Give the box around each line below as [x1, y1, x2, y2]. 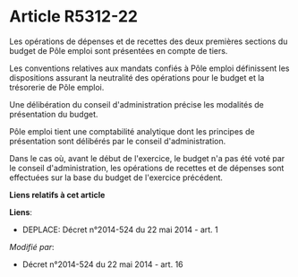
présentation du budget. [9, 108, 98, 119]
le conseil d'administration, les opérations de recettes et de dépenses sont [9, 162, 285, 173]
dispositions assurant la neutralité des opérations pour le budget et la [9, 72, 265, 82]
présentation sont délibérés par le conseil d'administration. [9, 135, 226, 146]
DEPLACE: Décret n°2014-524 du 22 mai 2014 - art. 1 [21, 224, 219, 235]
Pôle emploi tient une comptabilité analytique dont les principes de [9, 126, 255, 136]
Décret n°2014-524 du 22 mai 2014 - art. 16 [21, 258, 183, 270]
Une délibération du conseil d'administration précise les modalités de [9, 99, 264, 109]
